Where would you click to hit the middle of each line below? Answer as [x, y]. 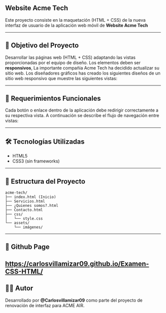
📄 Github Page [27, 247]
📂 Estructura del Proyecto [45, 181]
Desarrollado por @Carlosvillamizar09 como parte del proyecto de [74, 300]
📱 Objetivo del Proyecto [42, 46]
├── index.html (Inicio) [31, 197]
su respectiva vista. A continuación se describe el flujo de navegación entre [82, 116]
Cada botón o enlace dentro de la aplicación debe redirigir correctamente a [82, 110]
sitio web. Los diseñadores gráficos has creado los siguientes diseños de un [83, 73]
